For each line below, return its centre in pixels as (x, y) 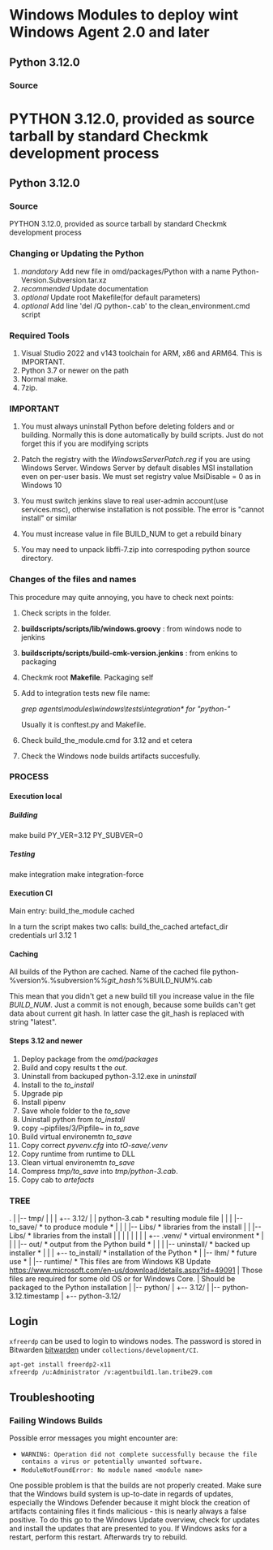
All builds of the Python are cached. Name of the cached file (110, 972)
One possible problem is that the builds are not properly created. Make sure (135, 1485)
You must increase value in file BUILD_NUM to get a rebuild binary (131, 534)
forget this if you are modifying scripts (85, 443)
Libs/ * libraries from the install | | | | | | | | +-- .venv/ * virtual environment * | (136, 1235)
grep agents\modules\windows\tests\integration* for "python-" (126, 709)
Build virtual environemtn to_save (77, 1136)
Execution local (36, 797)
